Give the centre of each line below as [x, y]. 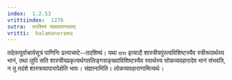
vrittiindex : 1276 [36, 20]
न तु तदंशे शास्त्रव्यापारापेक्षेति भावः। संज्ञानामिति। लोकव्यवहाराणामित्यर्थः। [86, 69]
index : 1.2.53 [29, 14]
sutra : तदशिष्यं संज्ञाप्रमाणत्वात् [41, 26]
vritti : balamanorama [40, 33]
